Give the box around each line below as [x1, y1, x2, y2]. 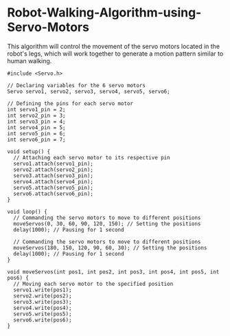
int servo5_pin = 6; [7, 130, 67, 137]
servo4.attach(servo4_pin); [13, 178, 94, 185]
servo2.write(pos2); [13, 292, 72, 300]
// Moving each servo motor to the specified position [13, 280, 174, 287]
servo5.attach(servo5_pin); [13, 184, 94, 191]
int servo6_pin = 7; [7, 136, 67, 143]
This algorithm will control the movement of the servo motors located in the [7, 42, 220, 50]
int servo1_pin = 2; [7, 106, 67, 113]
